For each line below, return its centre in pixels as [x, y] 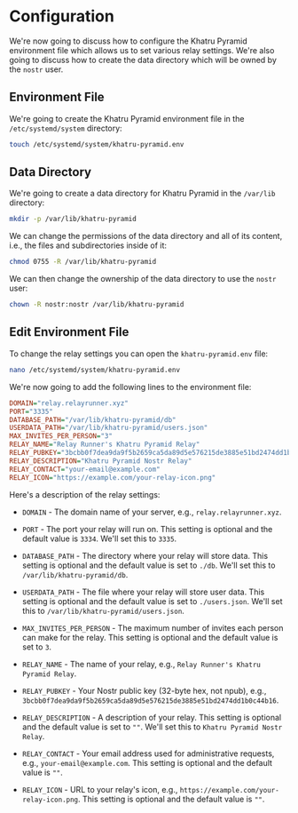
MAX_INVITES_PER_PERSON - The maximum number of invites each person [153, 627]
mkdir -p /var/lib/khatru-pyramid [73, 219]
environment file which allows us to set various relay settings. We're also [142, 50]
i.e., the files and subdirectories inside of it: [88, 245]
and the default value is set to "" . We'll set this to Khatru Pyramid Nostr [152, 727]
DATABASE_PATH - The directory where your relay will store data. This [145, 555]
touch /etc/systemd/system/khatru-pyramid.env [97, 144]
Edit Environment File [69, 332]
